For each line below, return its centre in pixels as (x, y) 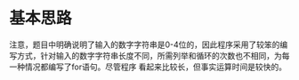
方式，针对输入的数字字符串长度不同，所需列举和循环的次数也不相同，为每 (153, 55)
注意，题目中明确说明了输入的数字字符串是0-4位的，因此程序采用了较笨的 (145, 44)
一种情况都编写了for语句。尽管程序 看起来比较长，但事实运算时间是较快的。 (148, 67)
